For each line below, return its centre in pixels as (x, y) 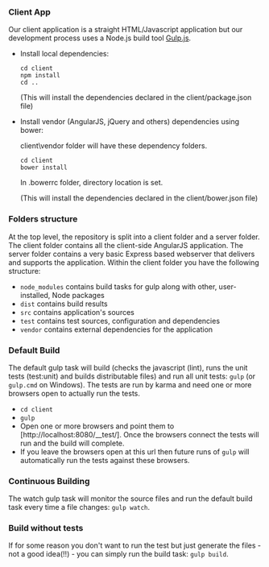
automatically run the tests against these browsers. (105, 460)
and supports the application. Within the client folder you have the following (134, 262)
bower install (43, 168)
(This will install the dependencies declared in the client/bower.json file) (139, 198)
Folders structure (43, 219)
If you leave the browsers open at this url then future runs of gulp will (134, 451)
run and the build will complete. (72, 443)
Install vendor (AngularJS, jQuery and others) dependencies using (130, 122)
